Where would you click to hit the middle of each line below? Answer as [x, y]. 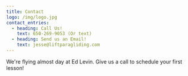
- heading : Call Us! [37, 28]
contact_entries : [28, 23]
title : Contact [25, 12]
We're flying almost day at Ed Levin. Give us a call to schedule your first [94, 61]
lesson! [15, 68]
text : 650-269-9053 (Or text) [55, 34]
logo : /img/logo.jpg [32, 17]
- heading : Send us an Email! [49, 39]
